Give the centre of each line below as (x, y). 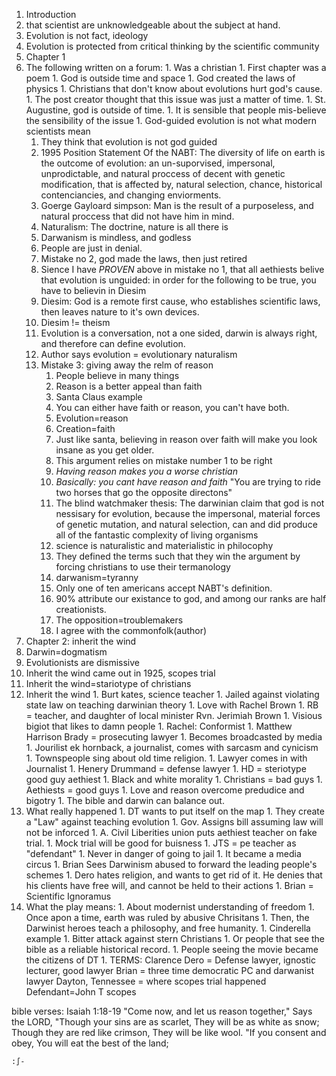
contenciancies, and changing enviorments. (131, 195)
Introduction (51, 14)
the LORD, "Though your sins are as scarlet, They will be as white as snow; (165, 1022)
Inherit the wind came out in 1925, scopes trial (120, 673)
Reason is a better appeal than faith (129, 386)
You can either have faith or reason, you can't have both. (172, 407)
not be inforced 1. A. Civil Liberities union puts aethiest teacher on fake (171, 832)
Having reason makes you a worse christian (146, 471)
